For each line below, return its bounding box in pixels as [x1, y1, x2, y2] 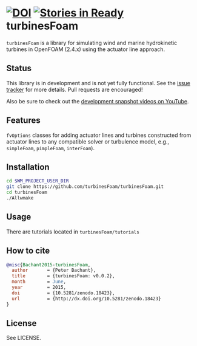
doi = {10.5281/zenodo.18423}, [12, 289, 115, 296]
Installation [6, 162, 50, 172]
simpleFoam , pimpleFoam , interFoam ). [6, 144, 95, 151]
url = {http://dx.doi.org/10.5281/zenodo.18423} [12, 296, 162, 302]
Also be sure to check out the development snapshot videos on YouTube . [6, 97, 189, 105]
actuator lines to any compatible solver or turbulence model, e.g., [6, 137, 170, 145]
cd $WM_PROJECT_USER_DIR [6, 178, 69, 184]
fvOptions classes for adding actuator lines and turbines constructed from [6, 131, 192, 139]
